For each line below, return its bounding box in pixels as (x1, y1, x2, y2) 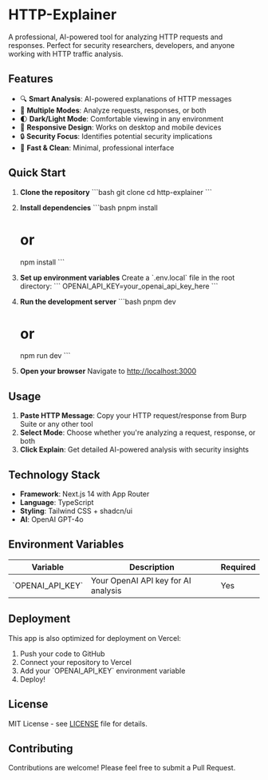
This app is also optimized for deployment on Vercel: (8, 633, 182, 643)
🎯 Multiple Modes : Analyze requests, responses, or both (19, 105, 207, 115)
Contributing (8, 742, 73, 755)
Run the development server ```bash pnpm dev (19, 296, 177, 306)
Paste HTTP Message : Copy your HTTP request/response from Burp (19, 411, 247, 420)
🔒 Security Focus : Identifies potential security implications (19, 131, 213, 141)
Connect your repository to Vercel (19, 657, 132, 667)
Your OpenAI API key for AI (90, 575, 191, 586)
